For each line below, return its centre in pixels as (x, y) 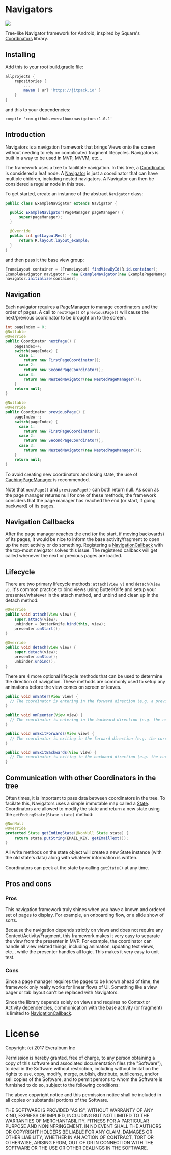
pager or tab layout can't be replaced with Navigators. (62, 992)
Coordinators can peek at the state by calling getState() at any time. (77, 868)
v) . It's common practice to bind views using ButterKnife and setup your (81, 589)
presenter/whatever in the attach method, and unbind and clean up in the (82, 595)
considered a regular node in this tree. (45, 184)
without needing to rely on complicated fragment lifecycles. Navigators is (82, 152)
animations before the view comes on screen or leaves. (63, 687)
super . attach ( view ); (36, 619)
